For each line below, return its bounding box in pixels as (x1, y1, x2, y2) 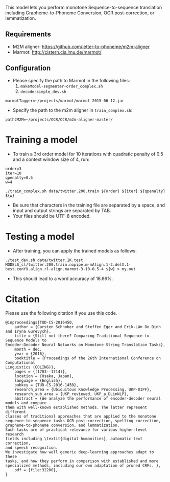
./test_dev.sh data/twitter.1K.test (5, 258, 83, 263)
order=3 (5, 166, 22, 171)
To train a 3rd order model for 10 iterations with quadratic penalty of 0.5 (12, 151, 163, 157)
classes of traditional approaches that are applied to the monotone (5, 414, 157, 419)
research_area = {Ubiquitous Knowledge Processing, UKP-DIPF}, (14, 387, 152, 393)
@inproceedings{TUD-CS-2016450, (5, 320, 74, 325)
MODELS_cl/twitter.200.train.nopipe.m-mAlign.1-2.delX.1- (5, 262, 131, 267)
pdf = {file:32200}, (14, 468, 58, 473)
